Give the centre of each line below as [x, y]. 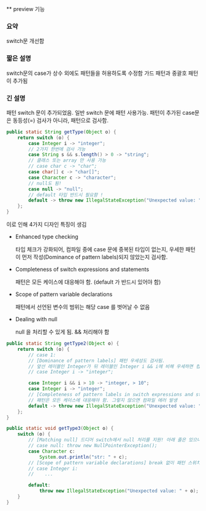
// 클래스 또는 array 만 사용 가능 [67, 161]
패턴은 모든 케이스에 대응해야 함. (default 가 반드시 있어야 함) [88, 282]
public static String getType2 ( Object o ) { [63, 344]
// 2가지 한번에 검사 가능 [57, 149]
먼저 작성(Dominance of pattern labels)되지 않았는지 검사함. [95, 257]
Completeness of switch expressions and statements [82, 270]
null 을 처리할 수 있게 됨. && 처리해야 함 [62, 332]
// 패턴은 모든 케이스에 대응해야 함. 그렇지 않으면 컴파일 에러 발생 [103, 400]
